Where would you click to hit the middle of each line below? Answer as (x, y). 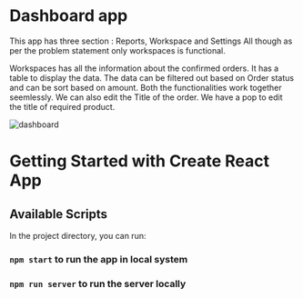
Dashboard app (69, 16)
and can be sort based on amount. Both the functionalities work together (146, 87)
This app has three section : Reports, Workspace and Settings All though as (151, 41)
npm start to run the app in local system (99, 259)
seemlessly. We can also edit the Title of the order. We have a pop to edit (146, 97)
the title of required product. (62, 106)
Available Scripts (58, 214)
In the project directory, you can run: (78, 235)
